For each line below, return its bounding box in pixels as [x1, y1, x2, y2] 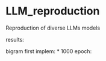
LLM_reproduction [5, 4, 100, 18]
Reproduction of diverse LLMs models [5, 24, 101, 31]
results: [5, 36, 25, 43]
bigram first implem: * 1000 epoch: [5, 47, 92, 55]
